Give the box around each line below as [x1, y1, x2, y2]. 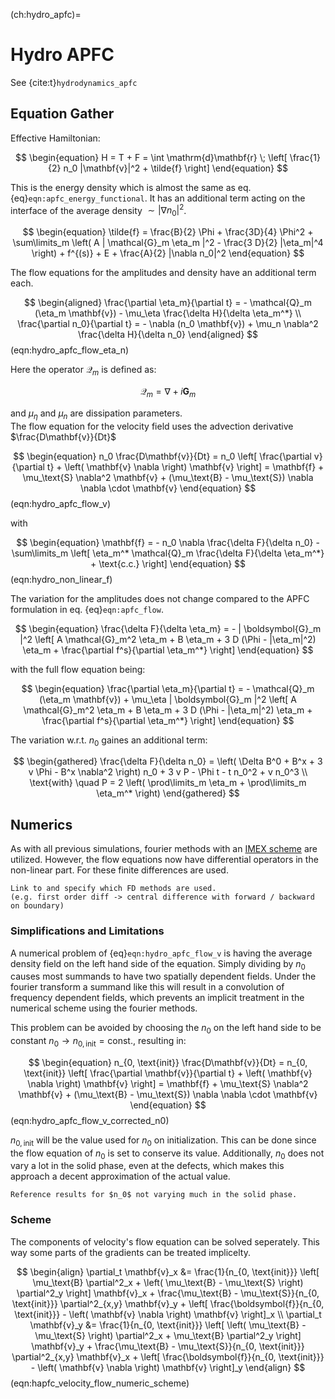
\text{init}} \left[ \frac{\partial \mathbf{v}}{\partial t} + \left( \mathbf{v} [23, 1067, 313, 1079]
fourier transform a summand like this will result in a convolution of [10, 981, 285, 993]
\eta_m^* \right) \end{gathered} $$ [96, 787, 240, 799]
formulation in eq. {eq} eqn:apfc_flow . [10, 603, 164, 615]
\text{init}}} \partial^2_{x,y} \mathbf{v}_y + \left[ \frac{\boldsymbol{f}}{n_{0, [11, 1297, 325, 1309]
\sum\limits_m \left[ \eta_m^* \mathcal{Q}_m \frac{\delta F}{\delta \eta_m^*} [11, 547, 325, 559]
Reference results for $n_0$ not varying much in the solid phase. [10, 1190, 298, 1200]
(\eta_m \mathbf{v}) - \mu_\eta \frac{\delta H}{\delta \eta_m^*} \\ [34, 307, 302, 319]
